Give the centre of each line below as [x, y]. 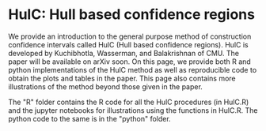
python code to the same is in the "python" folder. [90, 118]
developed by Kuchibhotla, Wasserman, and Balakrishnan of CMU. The [124, 53]
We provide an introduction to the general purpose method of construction [130, 36]
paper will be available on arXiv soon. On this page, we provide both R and [129, 62]
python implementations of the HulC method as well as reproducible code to [133, 69]
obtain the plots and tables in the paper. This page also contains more [122, 78]
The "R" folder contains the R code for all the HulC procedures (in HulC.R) [129, 102]
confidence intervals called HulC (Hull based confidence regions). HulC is [128, 44]
